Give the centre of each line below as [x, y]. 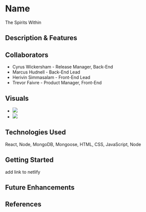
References [23, 204]
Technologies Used [35, 132]
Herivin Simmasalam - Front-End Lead [51, 77]
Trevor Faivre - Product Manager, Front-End [57, 83]
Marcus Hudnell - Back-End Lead [46, 72]
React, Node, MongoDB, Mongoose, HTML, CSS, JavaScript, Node [73, 144]
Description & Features [41, 38]
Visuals [17, 98]
